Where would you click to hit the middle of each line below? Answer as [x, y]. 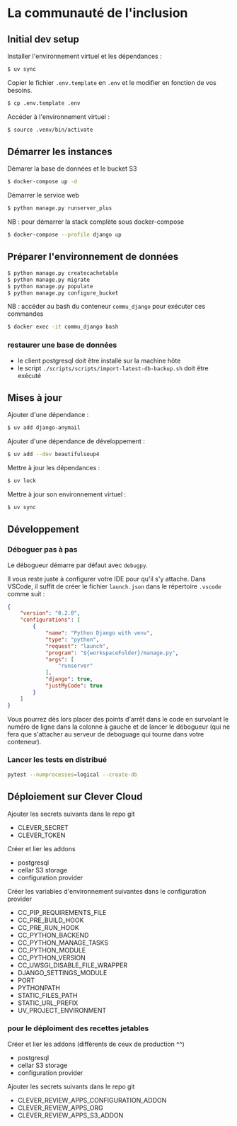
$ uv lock [22, 481]
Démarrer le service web [44, 195]
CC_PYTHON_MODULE [52, 950]
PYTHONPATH [39, 988]
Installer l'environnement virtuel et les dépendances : [85, 56]
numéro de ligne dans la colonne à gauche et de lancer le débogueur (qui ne [119, 727]
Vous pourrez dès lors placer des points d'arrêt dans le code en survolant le [118, 719]
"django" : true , [69, 679]
